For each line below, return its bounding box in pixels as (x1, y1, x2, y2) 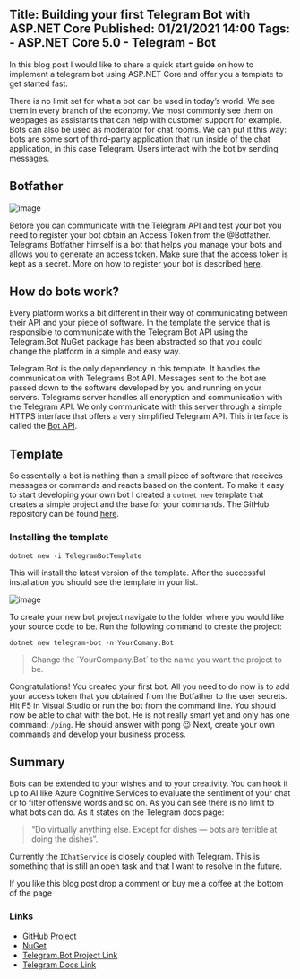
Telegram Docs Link (21, 959, 97, 970)
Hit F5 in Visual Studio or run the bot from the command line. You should (9, 700, 277, 711)
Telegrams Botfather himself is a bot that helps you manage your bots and (9, 239, 282, 249)
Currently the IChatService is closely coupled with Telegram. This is (9, 852, 260, 862)
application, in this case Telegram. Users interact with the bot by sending (9, 143, 279, 153)
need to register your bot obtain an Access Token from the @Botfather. (9, 229, 271, 240)
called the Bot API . (9, 421, 78, 432)
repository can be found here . (9, 509, 119, 520)
